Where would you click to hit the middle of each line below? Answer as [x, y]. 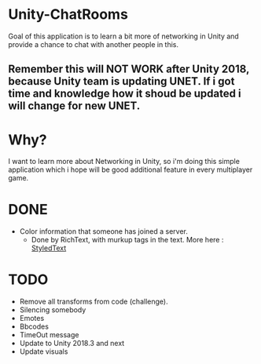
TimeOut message [49, 335]
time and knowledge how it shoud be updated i [125, 94]
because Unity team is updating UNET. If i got [121, 81]
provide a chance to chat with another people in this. [94, 44]
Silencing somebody [53, 310]
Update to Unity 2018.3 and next [72, 344]
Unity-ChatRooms [68, 15]
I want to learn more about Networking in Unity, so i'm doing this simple [124, 162]
